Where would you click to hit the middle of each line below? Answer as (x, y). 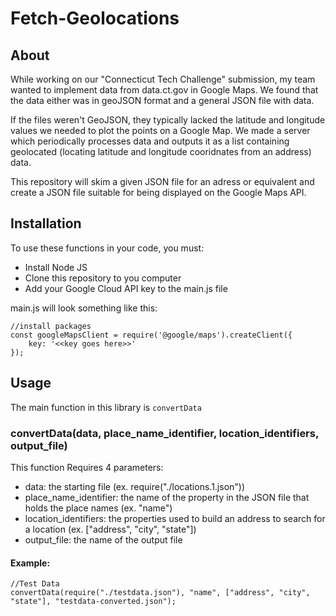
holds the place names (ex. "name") (98, 508)
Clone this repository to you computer (103, 278)
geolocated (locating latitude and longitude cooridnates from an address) (161, 151)
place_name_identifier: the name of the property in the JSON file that (167, 497)
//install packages (51, 326)
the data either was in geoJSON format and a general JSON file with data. (162, 100)
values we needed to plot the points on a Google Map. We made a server (160, 130)
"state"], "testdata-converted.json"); (93, 602)
